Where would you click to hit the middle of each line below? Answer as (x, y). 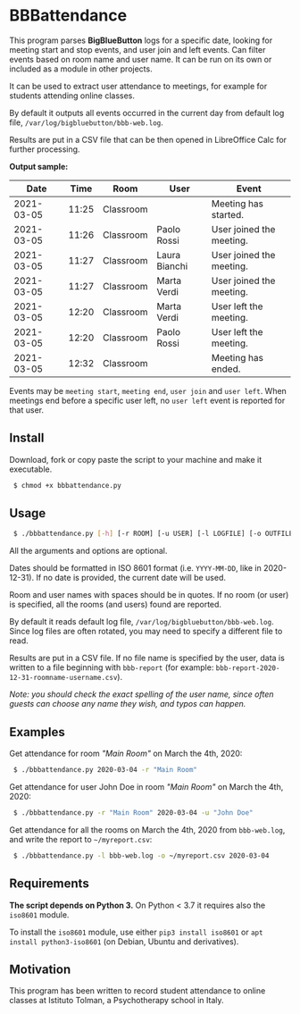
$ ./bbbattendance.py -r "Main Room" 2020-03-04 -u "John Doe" (133, 813)
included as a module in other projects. (81, 69)
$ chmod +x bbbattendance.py (67, 485)
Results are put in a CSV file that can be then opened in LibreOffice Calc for (148, 139)
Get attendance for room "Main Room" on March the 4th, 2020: (126, 754)
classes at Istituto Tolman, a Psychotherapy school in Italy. (117, 1001)
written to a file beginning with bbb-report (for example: (112, 667)
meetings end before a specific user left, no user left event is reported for (147, 400)
